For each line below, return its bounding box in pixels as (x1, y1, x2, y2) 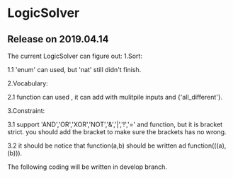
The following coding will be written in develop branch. (7, 162, 168, 171)
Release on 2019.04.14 (7, 33, 109, 45)
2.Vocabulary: (7, 79, 48, 88)
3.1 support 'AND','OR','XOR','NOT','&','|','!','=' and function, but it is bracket (7, 120, 223, 129)
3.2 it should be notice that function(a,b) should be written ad (7, 141, 186, 150)
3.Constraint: (7, 107, 45, 114)
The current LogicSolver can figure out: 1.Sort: (7, 52, 143, 60)
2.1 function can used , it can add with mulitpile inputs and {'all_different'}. (7, 93, 223, 101)
